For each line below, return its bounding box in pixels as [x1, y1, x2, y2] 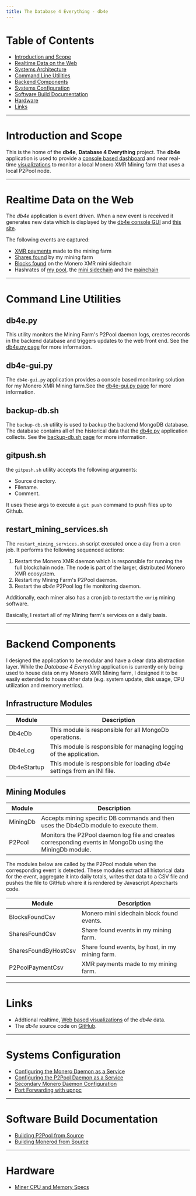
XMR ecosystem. [14, 570, 56, 577]
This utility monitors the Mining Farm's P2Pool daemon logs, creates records [6, 331, 190, 338]
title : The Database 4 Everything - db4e [6, 8, 108, 15]
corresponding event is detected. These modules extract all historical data [6, 867, 185, 874]
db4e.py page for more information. [6, 343, 92, 350]
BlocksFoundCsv [9, 913, 55, 921]
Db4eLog [9, 747, 35, 755]
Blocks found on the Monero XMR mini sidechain [14, 260, 132, 267]
